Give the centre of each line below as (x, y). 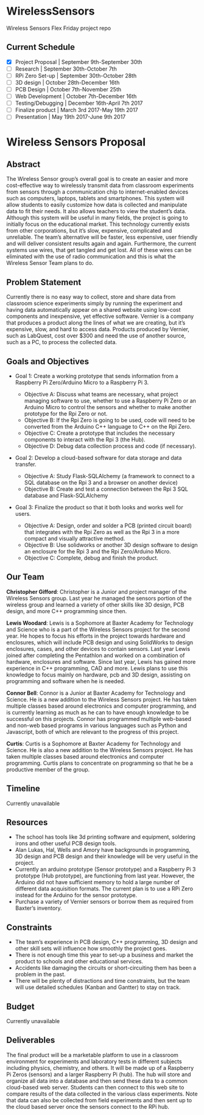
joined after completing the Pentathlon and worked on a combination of (96, 655)
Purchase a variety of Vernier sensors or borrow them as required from (104, 902)
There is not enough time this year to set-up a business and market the (104, 955)
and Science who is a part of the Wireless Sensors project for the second (98, 629)
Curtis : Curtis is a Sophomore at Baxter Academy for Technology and (93, 744)
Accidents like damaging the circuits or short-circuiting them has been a (106, 968)
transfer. (26, 464)
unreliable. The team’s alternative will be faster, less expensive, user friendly (102, 237)
